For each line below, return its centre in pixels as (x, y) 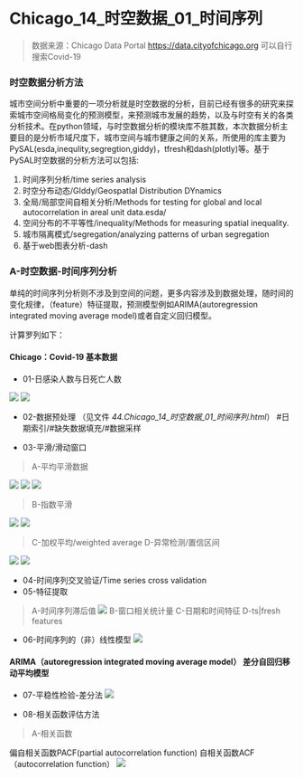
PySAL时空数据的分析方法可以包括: (74, 160)
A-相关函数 (52, 733)
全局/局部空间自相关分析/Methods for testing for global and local (142, 202)
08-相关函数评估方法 (61, 714)
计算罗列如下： (37, 335)
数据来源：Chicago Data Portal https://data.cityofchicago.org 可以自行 (162, 45)
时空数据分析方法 (46, 82)
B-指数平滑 (52, 504)
